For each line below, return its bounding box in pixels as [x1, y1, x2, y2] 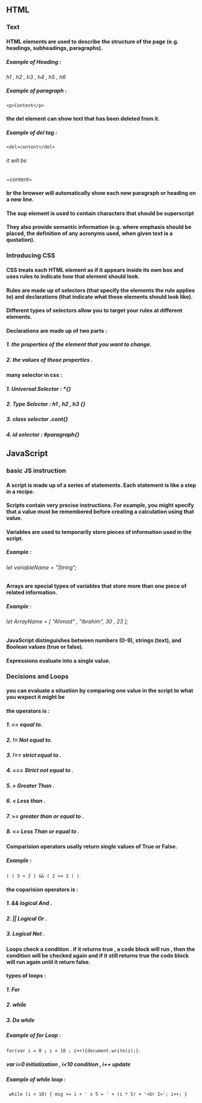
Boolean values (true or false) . [6, 643, 84, 650]
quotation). [6, 236, 35, 243]
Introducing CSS [6, 251, 55, 260]
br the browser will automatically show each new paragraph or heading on [6, 190, 196, 197]
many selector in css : [6, 371, 63, 379]
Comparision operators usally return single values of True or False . [6, 843, 178, 851]
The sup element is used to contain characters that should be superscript [6, 210, 194, 217]
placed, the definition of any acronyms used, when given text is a [6, 230, 173, 237]
